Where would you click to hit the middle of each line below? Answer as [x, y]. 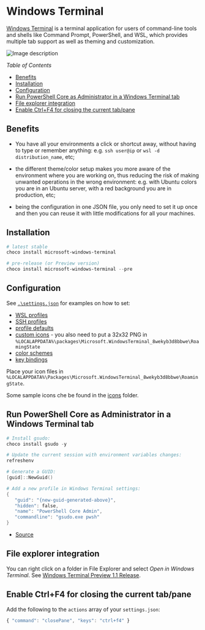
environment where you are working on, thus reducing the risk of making [107, 175]
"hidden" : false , [37, 506]
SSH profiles [31, 321]
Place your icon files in [35, 371]
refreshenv [20, 461]
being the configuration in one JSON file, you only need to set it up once [106, 206]
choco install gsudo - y [37, 444]
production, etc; [35, 195]
